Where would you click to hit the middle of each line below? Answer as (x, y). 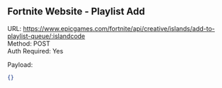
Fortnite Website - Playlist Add (76, 12)
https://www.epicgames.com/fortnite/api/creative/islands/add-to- (119, 28)
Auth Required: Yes (35, 51)
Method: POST (29, 43)
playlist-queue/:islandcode (46, 36)
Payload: (20, 64)
